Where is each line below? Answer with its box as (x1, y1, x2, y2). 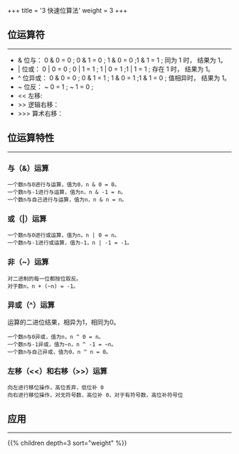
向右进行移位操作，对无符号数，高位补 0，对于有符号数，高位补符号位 (7, 391, 184, 399)
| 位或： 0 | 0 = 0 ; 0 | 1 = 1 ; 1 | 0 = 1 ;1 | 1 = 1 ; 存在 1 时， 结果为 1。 (17, 65, 215, 73)
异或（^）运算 (7, 301, 55, 310)
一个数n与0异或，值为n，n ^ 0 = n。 (7, 333, 105, 340)
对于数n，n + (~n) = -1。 (7, 283, 79, 290)
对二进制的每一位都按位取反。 (7, 275, 82, 282)
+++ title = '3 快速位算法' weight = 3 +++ (7, 6, 128, 14)
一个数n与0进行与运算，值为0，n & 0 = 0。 (7, 180, 120, 188)
